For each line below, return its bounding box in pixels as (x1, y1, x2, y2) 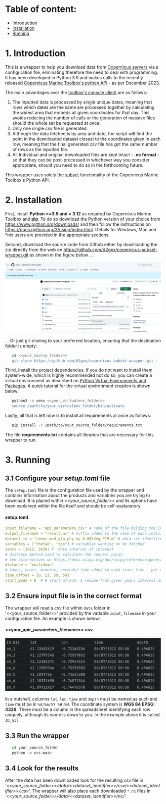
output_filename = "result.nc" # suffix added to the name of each (5, 531, 147, 536)
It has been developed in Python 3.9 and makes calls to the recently (5, 74, 143, 80)
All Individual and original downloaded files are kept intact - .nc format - (12, 151, 160, 157)
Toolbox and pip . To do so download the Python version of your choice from (5, 216, 161, 222)
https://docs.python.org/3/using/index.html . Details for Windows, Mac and (5, 226, 157, 232)
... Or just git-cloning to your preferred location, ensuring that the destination (5, 338, 161, 344)
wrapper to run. (5, 437, 37, 443)
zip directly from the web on (5, 247, 63, 252)
